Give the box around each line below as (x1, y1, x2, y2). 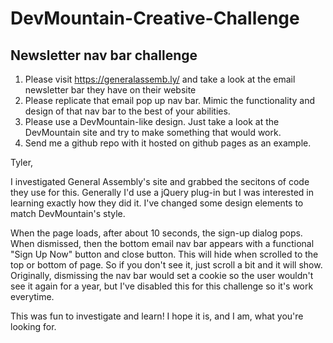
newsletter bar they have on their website (24, 84, 197, 96)
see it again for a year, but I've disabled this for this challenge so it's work (10, 280, 314, 292)
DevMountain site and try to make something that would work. (24, 127, 282, 138)
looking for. (10, 321, 57, 332)
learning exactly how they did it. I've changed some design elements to (10, 197, 304, 209)
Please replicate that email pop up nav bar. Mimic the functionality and (24, 95, 316, 106)
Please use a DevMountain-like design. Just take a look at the (24, 116, 280, 127)
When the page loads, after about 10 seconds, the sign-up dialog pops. (10, 227, 303, 239)
